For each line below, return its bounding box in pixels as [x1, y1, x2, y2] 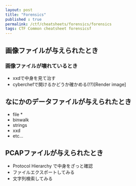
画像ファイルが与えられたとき [5, 46, 99, 55]
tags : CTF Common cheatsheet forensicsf [5, 26, 92, 31]
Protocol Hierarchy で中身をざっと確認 [12, 163, 93, 169]
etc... [12, 132, 24, 139]
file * [12, 111, 23, 117]
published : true [5, 17, 42, 22]
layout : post [5, 7, 33, 13]
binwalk [12, 117, 29, 123]
